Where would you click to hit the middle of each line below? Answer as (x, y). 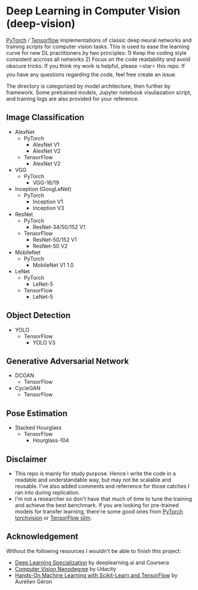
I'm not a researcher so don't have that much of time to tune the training (103, 499)
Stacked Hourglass (38, 428)
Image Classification (45, 118)
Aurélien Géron (33, 581)
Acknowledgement (42, 537)
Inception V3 (48, 208)
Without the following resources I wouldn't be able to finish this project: (94, 551)
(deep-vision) (41, 24)
